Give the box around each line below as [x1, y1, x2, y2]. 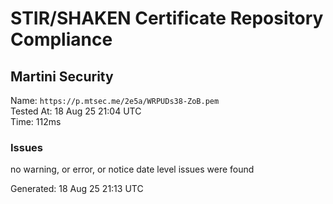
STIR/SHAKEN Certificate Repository [10, 7, 324, 30]
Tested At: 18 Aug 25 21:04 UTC [10, 105, 142, 117]
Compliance [10, 28, 113, 51]
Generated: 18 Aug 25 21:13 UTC [10, 183, 144, 195]
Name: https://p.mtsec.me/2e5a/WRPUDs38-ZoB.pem [10, 95, 220, 106]
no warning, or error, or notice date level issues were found [10, 163, 255, 176]
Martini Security [10, 68, 114, 85]
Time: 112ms [10, 116, 62, 127]
